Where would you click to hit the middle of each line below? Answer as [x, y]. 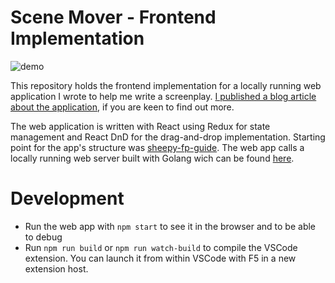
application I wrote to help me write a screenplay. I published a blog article [163, 96]
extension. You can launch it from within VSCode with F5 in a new [160, 258]
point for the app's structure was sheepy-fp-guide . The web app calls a [157, 147]
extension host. [56, 268]
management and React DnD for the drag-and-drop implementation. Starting [168, 137]
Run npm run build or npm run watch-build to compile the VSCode [161, 247]
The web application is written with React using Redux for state [140, 126]
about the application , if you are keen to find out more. [122, 107]
